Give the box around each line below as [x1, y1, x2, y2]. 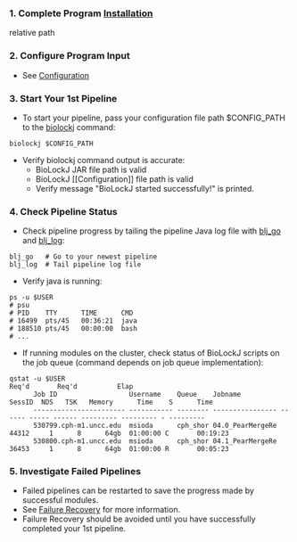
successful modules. [21, 495, 99, 505]
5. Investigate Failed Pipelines [9, 465, 141, 478]
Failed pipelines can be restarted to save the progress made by [21, 485, 254, 497]
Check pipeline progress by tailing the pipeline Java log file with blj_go [21, 226, 281, 236]
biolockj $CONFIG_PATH [9, 139, 94, 148]
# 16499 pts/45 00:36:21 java [9, 316, 138, 325]
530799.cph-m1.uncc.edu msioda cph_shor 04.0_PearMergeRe [32, 422, 277, 431]
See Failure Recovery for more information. [21, 505, 181, 515]
